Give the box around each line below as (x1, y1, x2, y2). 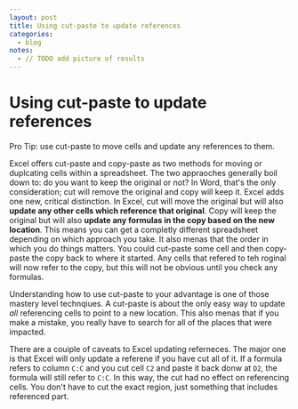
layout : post (9, 12, 58, 22)
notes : (9, 46, 34, 55)
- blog (17, 37, 42, 47)
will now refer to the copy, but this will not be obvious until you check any (9, 261, 278, 272)
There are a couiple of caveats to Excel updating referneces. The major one (9, 343, 286, 354)
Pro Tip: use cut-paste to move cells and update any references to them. (9, 140, 276, 151)
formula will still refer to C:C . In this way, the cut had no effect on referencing (9, 372, 290, 382)
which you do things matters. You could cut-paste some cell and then (9, 243, 264, 253)
